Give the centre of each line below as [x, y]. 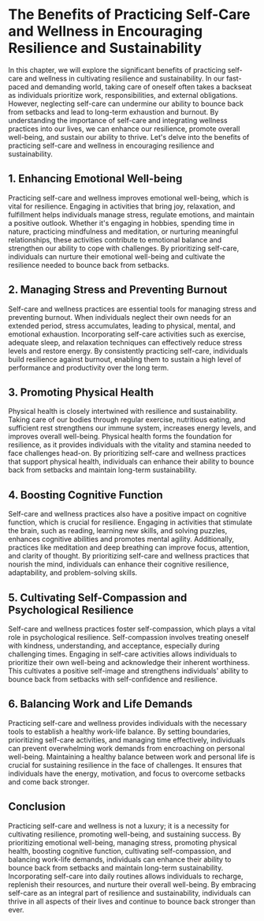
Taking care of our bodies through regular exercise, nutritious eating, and [127, 419]
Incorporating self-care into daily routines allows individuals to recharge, [126, 876]
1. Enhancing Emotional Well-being [95, 179]
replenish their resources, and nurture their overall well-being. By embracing [132, 884]
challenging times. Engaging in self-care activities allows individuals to [123, 654]
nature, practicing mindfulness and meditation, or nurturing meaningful [123, 231]
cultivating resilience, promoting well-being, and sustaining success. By [125, 834]
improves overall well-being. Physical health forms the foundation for [120, 437]
